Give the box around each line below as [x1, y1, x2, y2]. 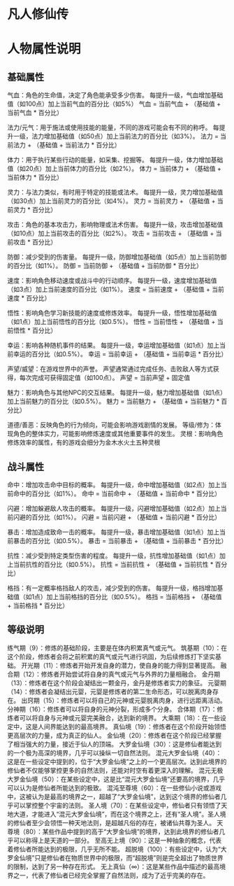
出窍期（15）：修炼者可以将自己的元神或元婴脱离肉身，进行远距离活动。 [20, 696, 226, 704]
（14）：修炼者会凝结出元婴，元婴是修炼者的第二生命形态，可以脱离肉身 [7, 687, 213, 696]
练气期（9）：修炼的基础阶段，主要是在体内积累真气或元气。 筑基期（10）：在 [7, 643, 228, 652]
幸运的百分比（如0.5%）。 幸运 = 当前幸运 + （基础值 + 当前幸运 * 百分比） [13, 350, 228, 358]
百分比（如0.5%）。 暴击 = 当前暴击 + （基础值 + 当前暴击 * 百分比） [31, 537, 228, 544]
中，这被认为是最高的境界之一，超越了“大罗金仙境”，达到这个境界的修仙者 [7, 792, 221, 801]
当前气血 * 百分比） [7, 108, 63, 117]
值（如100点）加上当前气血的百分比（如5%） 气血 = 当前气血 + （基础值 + [7, 99, 221, 108]
